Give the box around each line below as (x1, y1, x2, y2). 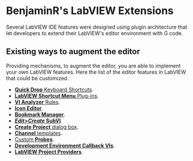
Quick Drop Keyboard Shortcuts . (14, 86, 94, 93)
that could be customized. (6, 74, 69, 81)
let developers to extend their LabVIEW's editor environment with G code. (6, 29, 183, 36)
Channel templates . (14, 129, 63, 136)
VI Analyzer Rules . (14, 98, 60, 105)
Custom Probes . (14, 136, 54, 143)
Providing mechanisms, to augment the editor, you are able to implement (6, 62, 181, 69)
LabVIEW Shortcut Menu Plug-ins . (14, 92, 99, 99)
